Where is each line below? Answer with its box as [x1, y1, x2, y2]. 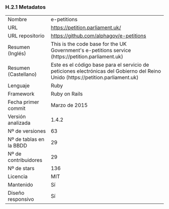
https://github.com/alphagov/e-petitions [50, 32, 146, 39]
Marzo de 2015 [50, 102, 88, 109]
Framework [8, 90, 35, 97]
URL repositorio [8, 32, 45, 39]
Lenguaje [8, 82, 30, 89]
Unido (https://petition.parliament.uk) [50, 74, 139, 81]
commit [8, 105, 26, 112]
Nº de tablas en [8, 136, 44, 143]
